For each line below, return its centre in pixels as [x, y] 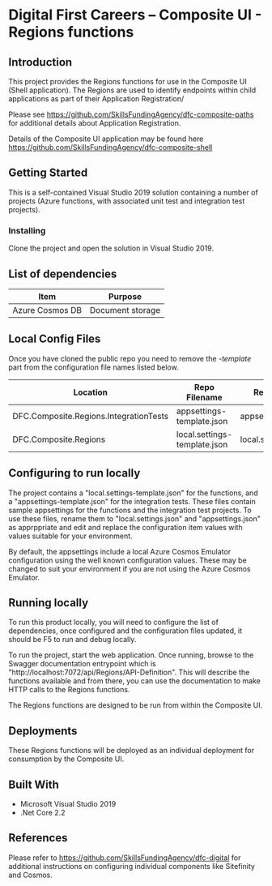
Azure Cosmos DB [47, 310]
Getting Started [48, 173]
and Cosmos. [30, 875]
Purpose [125, 296]
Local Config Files [55, 339]
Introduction [40, 62]
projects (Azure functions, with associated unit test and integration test [127, 201]
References [38, 838]
